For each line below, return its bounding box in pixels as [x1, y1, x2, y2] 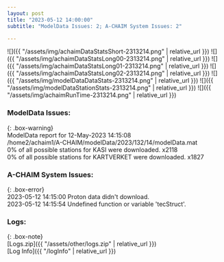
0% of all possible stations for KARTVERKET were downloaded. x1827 [7, 153, 204, 161]
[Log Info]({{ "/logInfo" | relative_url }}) [7, 247, 116, 255]
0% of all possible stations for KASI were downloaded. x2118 [7, 145, 178, 154]
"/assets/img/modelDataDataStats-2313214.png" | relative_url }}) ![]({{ [16, 77, 214, 85]
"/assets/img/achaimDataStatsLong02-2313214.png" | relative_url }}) [16, 69, 210, 77]
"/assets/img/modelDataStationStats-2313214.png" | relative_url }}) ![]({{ [7, 83, 211, 92]
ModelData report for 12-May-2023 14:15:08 [7, 131, 132, 139]
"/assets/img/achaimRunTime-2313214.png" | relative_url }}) [7, 91, 177, 99]
